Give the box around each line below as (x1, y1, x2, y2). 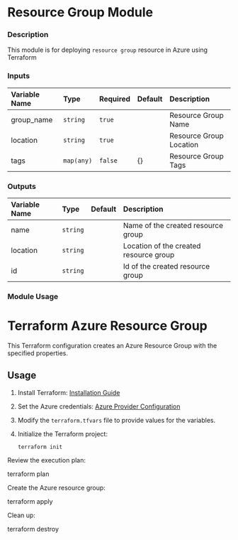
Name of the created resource (123, 221, 224, 231)
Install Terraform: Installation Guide (17, 388, 120, 396)
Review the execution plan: (7, 455, 86, 464)
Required (98, 94, 131, 104)
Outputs (7, 181, 37, 191)
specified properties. (7, 349, 69, 357)
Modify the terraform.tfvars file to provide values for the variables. (17, 416, 216, 424)
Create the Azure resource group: (7, 483, 106, 492)
